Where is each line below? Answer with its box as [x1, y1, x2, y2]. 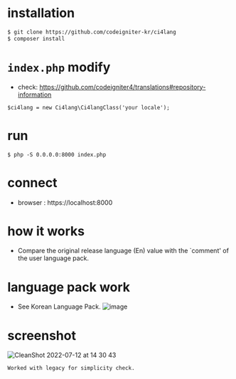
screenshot [7, 327, 77, 343]
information [17, 90, 52, 99]
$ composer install [7, 35, 65, 42]
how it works [7, 223, 85, 239]
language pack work [7, 279, 130, 295]
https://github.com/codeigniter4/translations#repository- [38, 82, 206, 91]
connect [7, 174, 58, 191]
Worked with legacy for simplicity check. [7, 365, 135, 372]
